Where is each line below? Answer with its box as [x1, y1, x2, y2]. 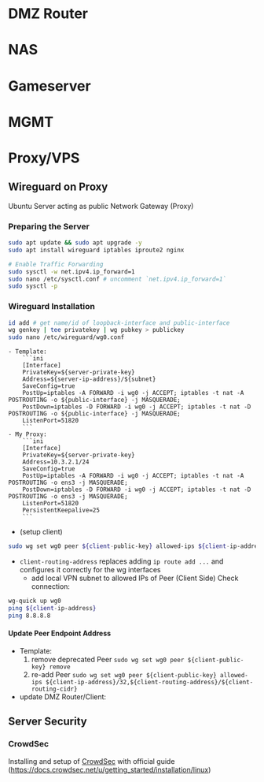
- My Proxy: [8, 430, 47, 438]
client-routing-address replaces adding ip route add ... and [19, 557, 224, 566]
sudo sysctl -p [8, 282, 58, 290]
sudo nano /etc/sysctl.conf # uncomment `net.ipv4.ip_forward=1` [8, 275, 226, 283]
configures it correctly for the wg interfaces [19, 565, 161, 575]
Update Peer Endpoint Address [8, 628, 112, 639]
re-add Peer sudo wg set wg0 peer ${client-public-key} [31, 669, 218, 679]
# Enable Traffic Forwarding [8, 260, 104, 268]
